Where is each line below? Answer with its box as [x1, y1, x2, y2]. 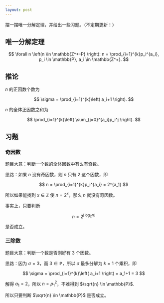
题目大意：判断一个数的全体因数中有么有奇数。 [5, 161, 101, 167]
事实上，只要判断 [5, 203, 40, 209]
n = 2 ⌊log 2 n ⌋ [72, 213, 96, 220]
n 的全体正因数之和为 [5, 107, 49, 113]
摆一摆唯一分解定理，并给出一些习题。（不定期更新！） [5, 21, 117, 27]
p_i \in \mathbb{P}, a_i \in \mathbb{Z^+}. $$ [39, 56, 129, 62]
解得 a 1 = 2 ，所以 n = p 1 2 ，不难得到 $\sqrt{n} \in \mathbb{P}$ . [5, 280, 135, 288]
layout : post [5, 7, 32, 12]
